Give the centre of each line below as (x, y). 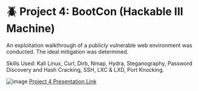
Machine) (31, 29)
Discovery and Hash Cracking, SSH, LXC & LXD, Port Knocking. (85, 69)
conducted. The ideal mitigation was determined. (68, 51)
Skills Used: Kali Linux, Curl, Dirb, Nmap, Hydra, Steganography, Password (99, 63)
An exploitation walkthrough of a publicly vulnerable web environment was (99, 45)
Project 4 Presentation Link (63, 81)
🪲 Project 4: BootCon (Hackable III (95, 12)
